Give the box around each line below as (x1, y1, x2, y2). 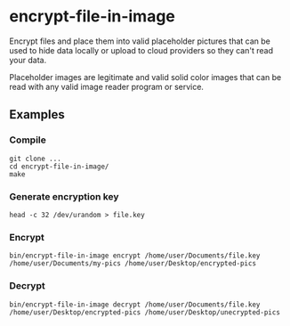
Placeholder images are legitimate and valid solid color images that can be (9, 71, 282, 82)
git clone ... (9, 154, 62, 163)
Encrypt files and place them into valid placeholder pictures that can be (9, 36, 271, 46)
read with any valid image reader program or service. (9, 81, 205, 92)
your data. (9, 54, 47, 65)
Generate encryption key (9, 190, 119, 202)
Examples (9, 107, 65, 122)
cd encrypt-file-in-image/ (9, 162, 109, 171)
